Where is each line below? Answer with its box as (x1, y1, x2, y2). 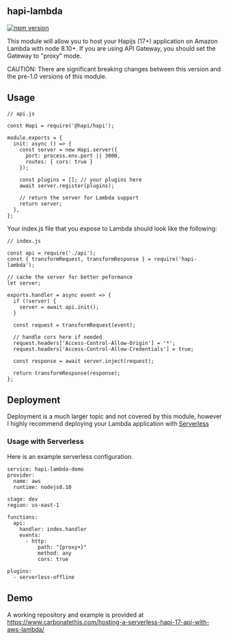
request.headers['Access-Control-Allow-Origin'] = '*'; (13, 340, 176, 346)
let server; (7, 279, 41, 287)
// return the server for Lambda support (19, 194, 139, 201)
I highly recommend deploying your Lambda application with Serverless (7, 420, 210, 428)
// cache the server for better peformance (7, 274, 133, 281)
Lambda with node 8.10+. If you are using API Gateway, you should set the (7, 44, 216, 52)
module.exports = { (7, 134, 63, 141)
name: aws (13, 477, 41, 484)
